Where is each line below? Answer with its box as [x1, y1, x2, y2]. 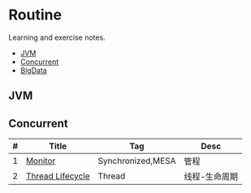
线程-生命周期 [184, 171, 238, 182]
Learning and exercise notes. [8, 32, 106, 42]
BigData [19, 65, 47, 75]
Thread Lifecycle [25, 170, 91, 182]
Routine [8, 6, 63, 24]
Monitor [25, 156, 56, 167]
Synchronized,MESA [97, 156, 176, 167]
